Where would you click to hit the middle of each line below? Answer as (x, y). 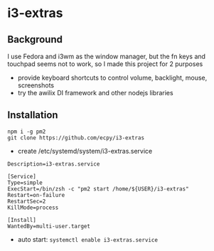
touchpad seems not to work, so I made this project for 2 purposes (105, 64)
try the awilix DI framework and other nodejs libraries (95, 93)
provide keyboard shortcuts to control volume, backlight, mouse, (112, 78)
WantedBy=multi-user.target (49, 226)
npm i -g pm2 (27, 132)
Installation (33, 115)
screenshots (36, 85)
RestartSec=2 (27, 201)
